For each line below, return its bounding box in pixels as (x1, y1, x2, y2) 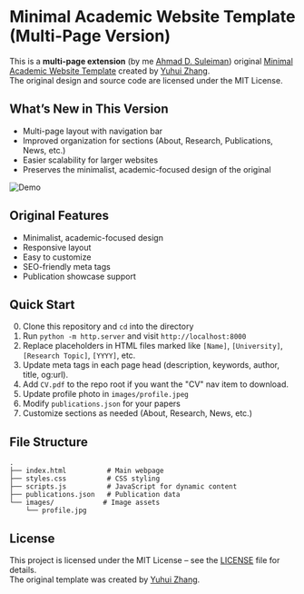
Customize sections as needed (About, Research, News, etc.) (22, 408, 252, 419)
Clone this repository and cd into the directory (22, 321, 194, 332)
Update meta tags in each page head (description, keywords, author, (22, 360, 279, 371)
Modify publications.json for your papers (22, 398, 181, 410)
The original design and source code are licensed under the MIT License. (9, 74, 283, 85)
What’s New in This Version (9, 102, 169, 117)
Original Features (9, 208, 110, 223)
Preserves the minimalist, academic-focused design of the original (22, 163, 271, 174)
